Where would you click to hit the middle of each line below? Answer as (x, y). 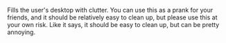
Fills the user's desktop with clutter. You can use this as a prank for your (110, 10)
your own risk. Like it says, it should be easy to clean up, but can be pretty (113, 25)
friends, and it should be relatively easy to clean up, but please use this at (112, 17)
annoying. (21, 32)
